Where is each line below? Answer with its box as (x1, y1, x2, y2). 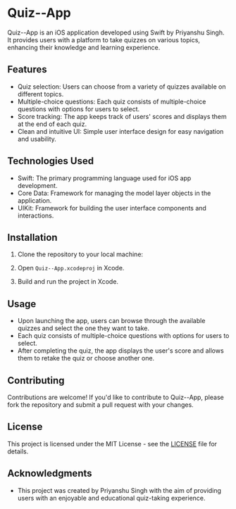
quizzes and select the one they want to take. (17, 324, 150, 332)
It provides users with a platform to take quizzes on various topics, (7, 35, 201, 44)
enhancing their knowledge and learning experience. (7, 43, 161, 51)
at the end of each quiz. (17, 120, 87, 128)
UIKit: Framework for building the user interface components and (17, 203, 206, 212)
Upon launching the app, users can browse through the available (17, 317, 206, 325)
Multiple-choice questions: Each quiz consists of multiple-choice (17, 97, 206, 106)
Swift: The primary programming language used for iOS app (17, 174, 192, 182)
